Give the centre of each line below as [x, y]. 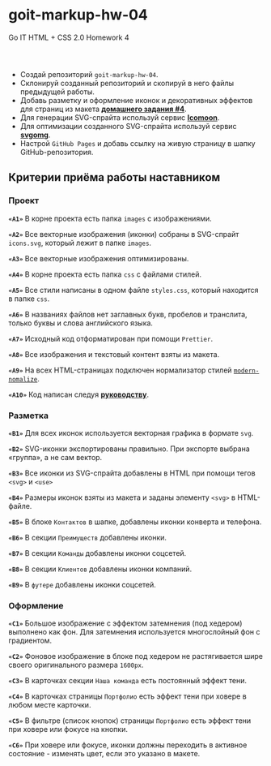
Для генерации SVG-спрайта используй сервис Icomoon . [120, 117]
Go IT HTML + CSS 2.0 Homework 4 [69, 37]
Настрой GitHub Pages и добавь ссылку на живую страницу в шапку [138, 143]
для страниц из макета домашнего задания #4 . [104, 109]
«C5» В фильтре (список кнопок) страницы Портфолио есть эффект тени [130, 721]
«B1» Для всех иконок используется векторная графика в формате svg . [131, 432]
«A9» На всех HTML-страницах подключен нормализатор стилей [120, 370]
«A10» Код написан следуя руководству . [79, 394]
